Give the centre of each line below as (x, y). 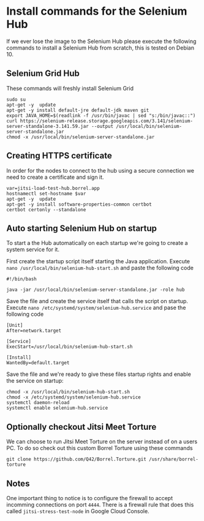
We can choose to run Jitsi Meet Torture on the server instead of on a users (102, 441)
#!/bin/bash (21, 279)
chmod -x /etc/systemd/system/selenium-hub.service (74, 397)
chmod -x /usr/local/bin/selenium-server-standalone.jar (81, 137)
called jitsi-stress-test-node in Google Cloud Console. (78, 511)
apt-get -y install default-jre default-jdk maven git (78, 110)
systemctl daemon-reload (38, 403)
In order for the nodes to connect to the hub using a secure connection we (100, 170)
